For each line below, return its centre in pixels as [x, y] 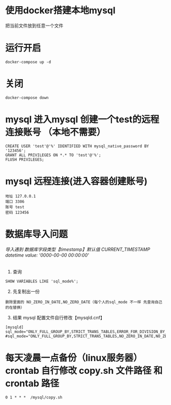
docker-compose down [27, 97]
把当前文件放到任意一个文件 [34, 26]
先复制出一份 [26, 292]
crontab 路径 [32, 384]
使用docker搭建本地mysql [60, 10]
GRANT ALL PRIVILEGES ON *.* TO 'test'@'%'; [53, 155]
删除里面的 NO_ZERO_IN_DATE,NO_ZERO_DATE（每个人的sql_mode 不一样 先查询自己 [84, 302]
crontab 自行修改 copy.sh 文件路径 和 [84, 371]
